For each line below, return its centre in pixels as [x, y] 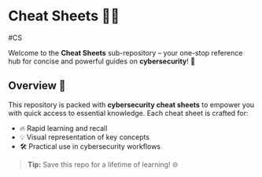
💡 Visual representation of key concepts [85, 137]
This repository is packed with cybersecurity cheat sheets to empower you [131, 104]
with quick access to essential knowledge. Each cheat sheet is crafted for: [129, 113]
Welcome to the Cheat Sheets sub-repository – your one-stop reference [125, 52]
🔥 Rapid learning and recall [63, 128]
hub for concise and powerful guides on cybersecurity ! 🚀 [101, 61]
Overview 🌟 [37, 86]
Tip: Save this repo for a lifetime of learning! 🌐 [103, 164]
